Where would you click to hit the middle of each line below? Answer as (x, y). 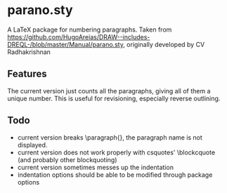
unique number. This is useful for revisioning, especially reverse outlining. (114, 98)
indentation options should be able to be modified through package (115, 175)
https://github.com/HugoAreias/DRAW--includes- (79, 36)
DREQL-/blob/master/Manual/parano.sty (65, 44)
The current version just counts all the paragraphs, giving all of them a (109, 91)
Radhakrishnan (29, 52)
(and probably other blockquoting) (67, 159)
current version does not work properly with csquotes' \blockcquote (116, 152)
